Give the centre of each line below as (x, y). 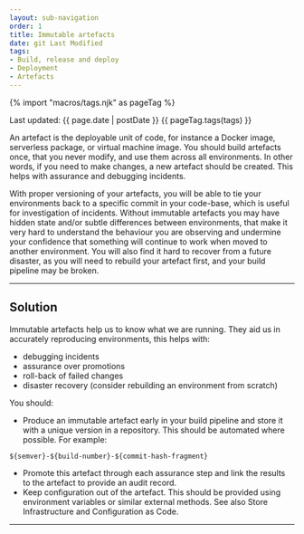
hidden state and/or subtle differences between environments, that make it (148, 222)
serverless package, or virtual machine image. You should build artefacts (146, 147)
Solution (33, 307)
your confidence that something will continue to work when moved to (139, 242)
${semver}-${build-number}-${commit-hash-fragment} (109, 456)
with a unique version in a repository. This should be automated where (153, 430)
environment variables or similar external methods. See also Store (145, 501)
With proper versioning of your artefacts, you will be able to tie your (135, 193)
